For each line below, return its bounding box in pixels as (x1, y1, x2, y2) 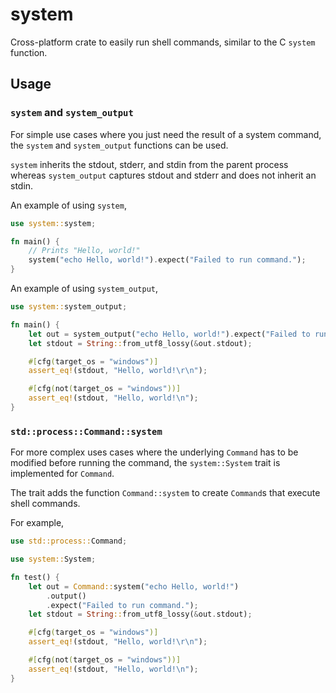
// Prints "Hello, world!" (28, 246, 141, 256)
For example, (10, 517, 65, 529)
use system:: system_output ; (10, 302, 128, 312)
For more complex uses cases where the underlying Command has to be (10, 446, 299, 458)
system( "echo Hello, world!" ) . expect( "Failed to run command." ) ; (28, 255, 307, 265)
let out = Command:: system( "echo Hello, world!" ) (28, 581, 240, 592)
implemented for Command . (10, 468, 115, 480)
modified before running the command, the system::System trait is (10, 457, 281, 469)
